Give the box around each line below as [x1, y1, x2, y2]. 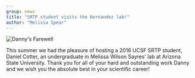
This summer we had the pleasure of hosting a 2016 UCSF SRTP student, [6, 47, 183, 54]
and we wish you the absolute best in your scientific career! [6, 66, 150, 73]
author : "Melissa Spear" [6, 19, 67, 25]
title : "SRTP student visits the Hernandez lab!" [6, 14, 130, 20]
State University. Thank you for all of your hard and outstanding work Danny [6, 59, 190, 66]
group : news [6, 8, 35, 15]
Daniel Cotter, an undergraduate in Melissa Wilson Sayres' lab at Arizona [6, 53, 181, 60]
